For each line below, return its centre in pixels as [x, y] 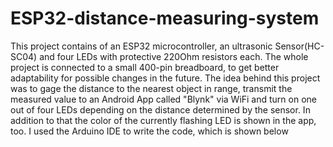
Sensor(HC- [299, 46]
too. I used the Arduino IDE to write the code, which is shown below [149, 131]
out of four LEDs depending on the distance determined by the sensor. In [160, 109]
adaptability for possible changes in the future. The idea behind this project [165, 78]
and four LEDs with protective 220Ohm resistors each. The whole [174, 56]
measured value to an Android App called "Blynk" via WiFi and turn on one [163, 99]
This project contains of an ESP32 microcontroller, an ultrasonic [141, 46]
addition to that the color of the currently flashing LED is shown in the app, [163, 120]
